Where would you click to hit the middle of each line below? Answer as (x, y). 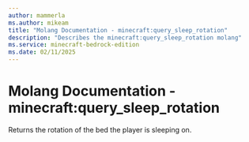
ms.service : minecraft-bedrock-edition (74, 45)
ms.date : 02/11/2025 (42, 52)
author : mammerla (37, 15)
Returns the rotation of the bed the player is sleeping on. (100, 129)
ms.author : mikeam (38, 23)
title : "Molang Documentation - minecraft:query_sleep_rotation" (118, 30)
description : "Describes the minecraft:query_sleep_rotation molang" (125, 37)
